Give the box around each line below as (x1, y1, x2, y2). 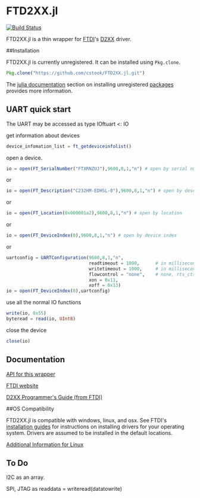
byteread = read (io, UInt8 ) (6, 316, 76, 322)
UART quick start (6, 104, 71, 114)
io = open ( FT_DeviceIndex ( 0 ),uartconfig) (6, 288, 111, 294)
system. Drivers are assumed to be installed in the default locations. (6, 429, 173, 436)
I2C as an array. (6, 474, 45, 481)
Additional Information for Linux (6, 441, 84, 448)
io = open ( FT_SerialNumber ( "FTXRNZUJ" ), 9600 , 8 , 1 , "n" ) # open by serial (6, 166, 187, 172)
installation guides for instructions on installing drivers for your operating (6, 423, 185, 430)
